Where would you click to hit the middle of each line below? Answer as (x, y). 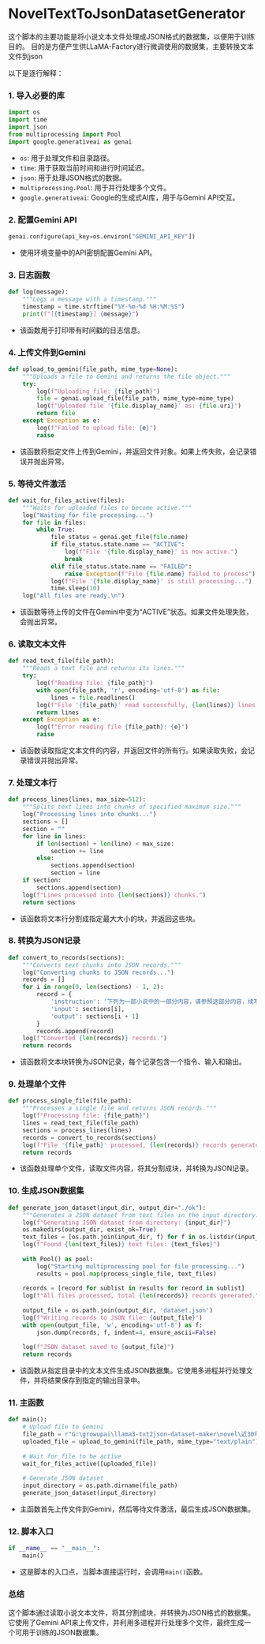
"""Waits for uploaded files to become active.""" (107, 507)
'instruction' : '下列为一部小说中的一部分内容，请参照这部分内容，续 (152, 1002)
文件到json (26, 56)
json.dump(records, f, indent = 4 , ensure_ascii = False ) (127, 1332)
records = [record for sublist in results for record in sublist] (134, 1288)
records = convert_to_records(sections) (90, 1137)
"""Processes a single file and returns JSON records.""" (119, 1108)
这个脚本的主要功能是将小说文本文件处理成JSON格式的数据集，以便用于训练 (132, 36)
